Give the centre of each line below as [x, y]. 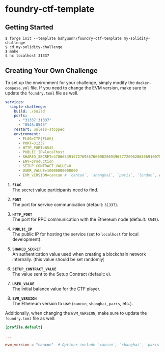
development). [27, 239]
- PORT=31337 [31, 143]
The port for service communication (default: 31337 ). [65, 205]
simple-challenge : [28, 107]
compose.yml [17, 88]
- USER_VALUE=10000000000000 [48, 171]
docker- [143, 83]
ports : [21, 116]
